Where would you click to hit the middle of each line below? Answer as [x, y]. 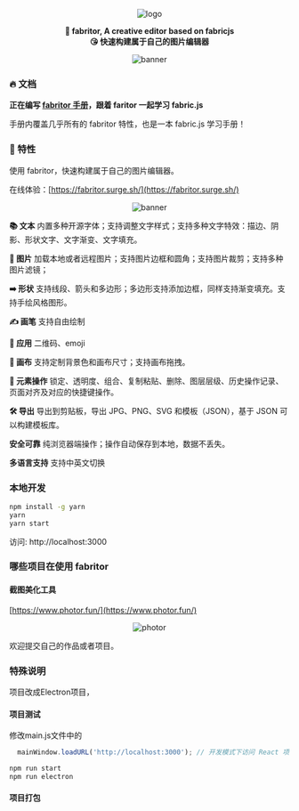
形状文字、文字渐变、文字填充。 [83, 239]
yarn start [29, 523]
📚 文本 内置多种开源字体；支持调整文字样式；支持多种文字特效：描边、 [140, 225]
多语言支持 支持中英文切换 [57, 462]
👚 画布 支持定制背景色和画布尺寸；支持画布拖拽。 [100, 361]
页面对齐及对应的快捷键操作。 [64, 392]
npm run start [36, 769]
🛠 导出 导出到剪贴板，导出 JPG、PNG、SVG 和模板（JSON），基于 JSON [144, 410]
